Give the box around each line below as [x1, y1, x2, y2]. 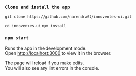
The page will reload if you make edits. [5, 60, 84, 66]
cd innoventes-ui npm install [5, 24, 67, 29]
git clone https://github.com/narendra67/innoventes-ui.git [5, 14, 132, 19]
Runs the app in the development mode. [5, 45, 87, 51]
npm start [5, 35, 29, 41]
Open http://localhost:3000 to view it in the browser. [5, 50, 112, 56]
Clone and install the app [5, 4, 70, 10]
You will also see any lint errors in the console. [5, 65, 100, 71]
